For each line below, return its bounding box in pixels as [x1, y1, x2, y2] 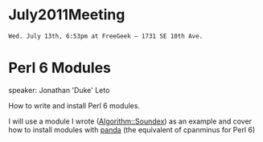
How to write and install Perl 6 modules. [8, 100, 141, 110]
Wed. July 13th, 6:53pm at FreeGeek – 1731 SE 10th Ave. [8, 32, 203, 40]
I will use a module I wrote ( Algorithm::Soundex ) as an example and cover [8, 116, 252, 126]
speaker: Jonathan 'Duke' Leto [8, 85, 110, 95]
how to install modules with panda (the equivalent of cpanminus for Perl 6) [8, 124, 256, 134]
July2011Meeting [8, 6, 125, 24]
